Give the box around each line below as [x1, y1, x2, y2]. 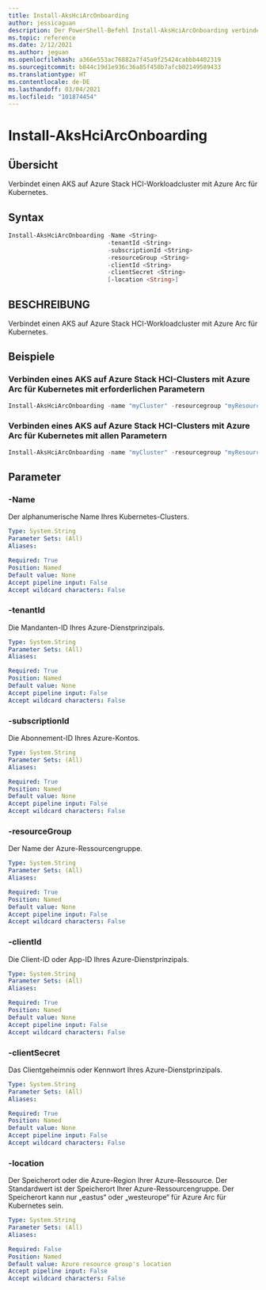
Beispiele [8, 350, 55, 364]
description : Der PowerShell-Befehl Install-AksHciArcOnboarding [8, 26, 228, 34]
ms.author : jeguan [8, 48, 69, 56]
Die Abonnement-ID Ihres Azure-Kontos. [8, 734, 140, 743]
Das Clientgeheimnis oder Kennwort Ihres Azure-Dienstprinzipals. [8, 1065, 223, 1074]
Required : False [8, 1245, 62, 1253]
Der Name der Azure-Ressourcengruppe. [8, 844, 142, 853]
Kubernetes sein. [8, 1201, 64, 1211]
